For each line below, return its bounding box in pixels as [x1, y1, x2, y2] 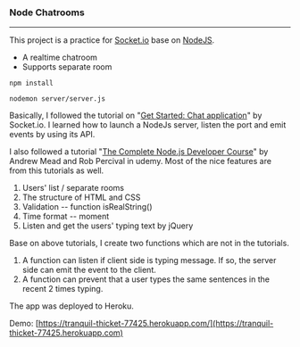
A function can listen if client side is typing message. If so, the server [21, 255, 277, 266]
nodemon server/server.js [9, 95, 105, 103]
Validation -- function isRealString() [21, 202, 154, 212]
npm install [9, 78, 54, 88]
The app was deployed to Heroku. [9, 301, 134, 311]
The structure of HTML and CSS [21, 192, 141, 202]
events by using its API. [9, 129, 96, 140]
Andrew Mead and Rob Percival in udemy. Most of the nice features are [9, 156, 272, 167]
